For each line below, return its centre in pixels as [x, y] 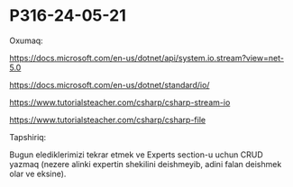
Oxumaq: [26, 40]
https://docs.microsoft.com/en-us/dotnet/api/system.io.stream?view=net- [146, 58]
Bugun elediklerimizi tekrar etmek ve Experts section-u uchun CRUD [136, 155]
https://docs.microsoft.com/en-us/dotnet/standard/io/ [110, 85]
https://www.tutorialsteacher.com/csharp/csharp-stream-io [120, 102]
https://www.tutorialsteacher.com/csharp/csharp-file [107, 120]
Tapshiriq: [28, 137]
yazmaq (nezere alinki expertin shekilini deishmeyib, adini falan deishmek [146, 164]
